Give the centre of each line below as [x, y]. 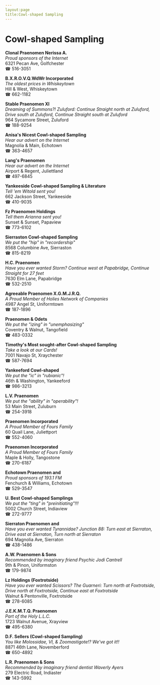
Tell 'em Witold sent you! [30, 191]
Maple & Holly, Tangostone [33, 457]
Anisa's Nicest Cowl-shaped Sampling [46, 135]
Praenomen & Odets [26, 319]
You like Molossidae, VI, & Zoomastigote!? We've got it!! [62, 642]
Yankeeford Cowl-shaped [32, 370]
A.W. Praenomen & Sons [31, 555]
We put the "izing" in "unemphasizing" [45, 324]
